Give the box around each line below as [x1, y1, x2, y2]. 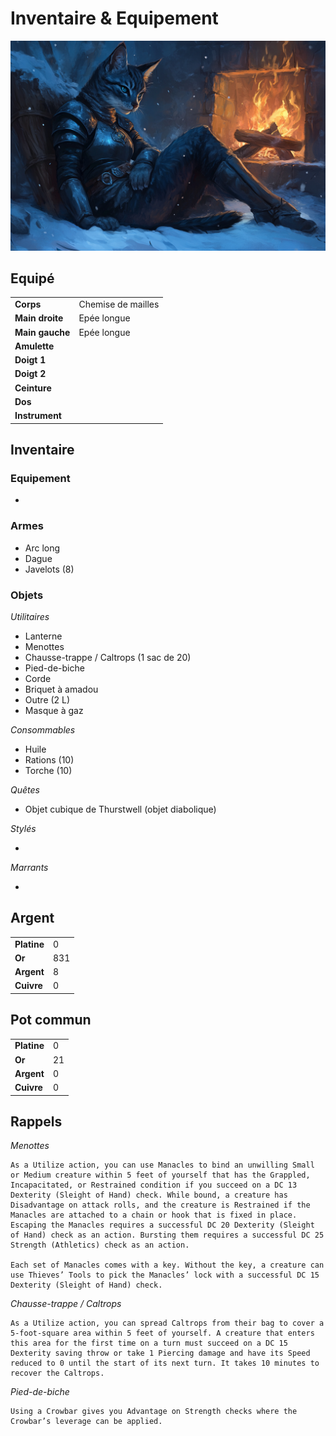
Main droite [14, 312, 64, 324]
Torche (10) [24, 764, 73, 776]
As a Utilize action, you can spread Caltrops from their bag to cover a [10, 1318, 325, 1329]
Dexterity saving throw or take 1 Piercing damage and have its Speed [10, 1348, 311, 1359]
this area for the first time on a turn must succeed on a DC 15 [10, 1338, 288, 1349]
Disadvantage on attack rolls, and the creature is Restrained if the [10, 1200, 311, 1211]
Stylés [10, 822, 37, 834]
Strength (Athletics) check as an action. [10, 1240, 190, 1251]
